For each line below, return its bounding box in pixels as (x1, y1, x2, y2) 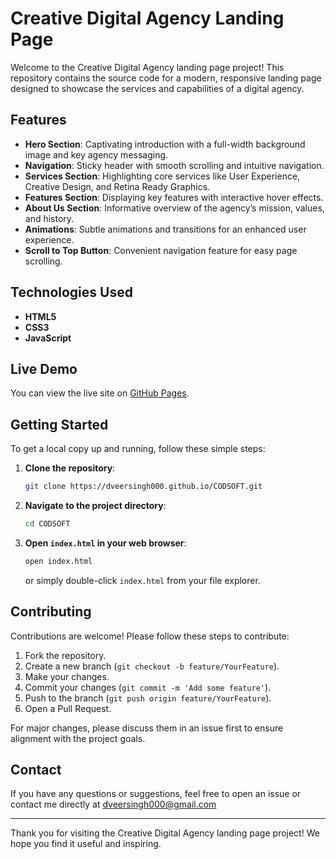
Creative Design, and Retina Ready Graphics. (24, 180, 211, 192)
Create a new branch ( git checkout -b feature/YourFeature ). (24, 660, 280, 672)
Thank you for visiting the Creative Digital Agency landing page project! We (10, 827, 320, 839)
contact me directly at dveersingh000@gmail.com (10, 798, 217, 811)
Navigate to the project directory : (24, 500, 167, 512)
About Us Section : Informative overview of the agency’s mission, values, (24, 202, 325, 214)
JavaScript (24, 332, 72, 344)
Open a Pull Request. (24, 702, 112, 714)
